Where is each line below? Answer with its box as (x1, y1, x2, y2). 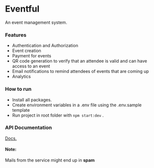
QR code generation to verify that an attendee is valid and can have (12, 58, 147, 64)
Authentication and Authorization (12, 43, 79, 49)
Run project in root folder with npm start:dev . (12, 112, 104, 118)
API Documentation (5, 124, 52, 131)
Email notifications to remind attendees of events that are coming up (12, 68, 149, 74)
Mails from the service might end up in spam (5, 157, 95, 163)
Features (5, 32, 27, 38)
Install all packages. (12, 97, 52, 102)
